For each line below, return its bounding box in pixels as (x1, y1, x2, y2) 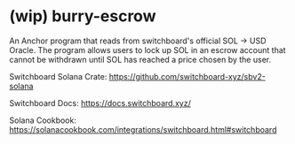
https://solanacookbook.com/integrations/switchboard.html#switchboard (9, 124, 277, 134)
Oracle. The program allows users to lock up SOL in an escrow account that (9, 44, 286, 55)
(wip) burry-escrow (9, 6, 156, 27)
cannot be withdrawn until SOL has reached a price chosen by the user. (9, 54, 272, 64)
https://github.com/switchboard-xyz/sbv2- (108, 71, 267, 81)
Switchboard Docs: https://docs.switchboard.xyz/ (9, 97, 191, 108)
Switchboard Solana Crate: (9, 71, 108, 81)
